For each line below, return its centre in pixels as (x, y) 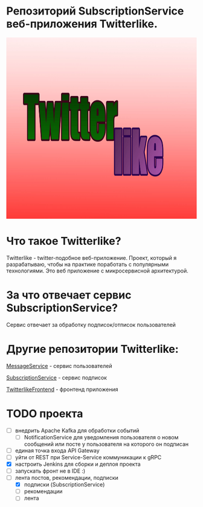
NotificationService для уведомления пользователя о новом (101, 437)
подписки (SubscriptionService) (64, 485)
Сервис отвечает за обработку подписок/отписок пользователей (91, 325)
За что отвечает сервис (69, 295)
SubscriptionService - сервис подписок (57, 377)
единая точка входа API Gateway (57, 450)
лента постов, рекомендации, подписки (67, 478)
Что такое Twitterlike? (64, 241)
